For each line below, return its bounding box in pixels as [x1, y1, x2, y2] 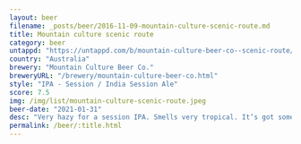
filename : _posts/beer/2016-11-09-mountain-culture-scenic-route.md [9, 21, 271, 30]
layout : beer [9, 13, 58, 22]
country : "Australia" [9, 55, 90, 64]
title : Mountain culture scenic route [9, 30, 154, 38]
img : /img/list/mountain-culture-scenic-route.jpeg [9, 96, 206, 106]
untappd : [9, 47, 42, 55]
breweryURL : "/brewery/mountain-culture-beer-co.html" [9, 72, 219, 80]
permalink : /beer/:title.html [9, 122, 123, 131]
